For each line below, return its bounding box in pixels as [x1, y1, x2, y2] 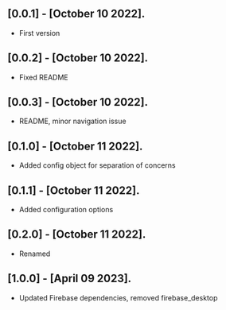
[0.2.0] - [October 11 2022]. [7, 227, 146, 242]
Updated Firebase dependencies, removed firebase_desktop [18, 293, 218, 302]
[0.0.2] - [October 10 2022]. [7, 52, 149, 65]
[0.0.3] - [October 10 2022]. [7, 95, 149, 109]
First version [18, 28, 60, 37]
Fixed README [18, 72, 68, 82]
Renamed [18, 249, 51, 258]
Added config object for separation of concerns [18, 161, 176, 170]
